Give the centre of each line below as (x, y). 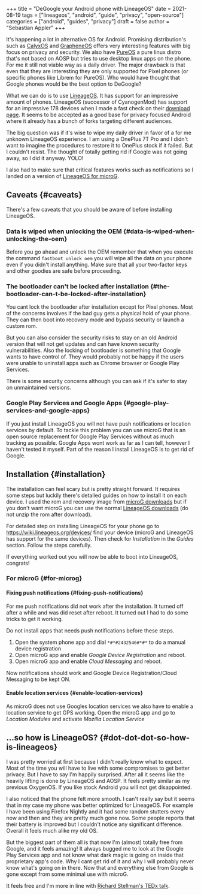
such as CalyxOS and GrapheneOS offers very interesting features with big (98, 46)
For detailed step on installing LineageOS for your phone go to (83, 526)
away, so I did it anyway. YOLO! (45, 158)
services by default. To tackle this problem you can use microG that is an (96, 430)
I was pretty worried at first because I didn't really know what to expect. (95, 761)
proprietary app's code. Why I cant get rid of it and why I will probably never (100, 861)
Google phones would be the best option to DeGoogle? (74, 84)
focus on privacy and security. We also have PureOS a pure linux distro (94, 52)
